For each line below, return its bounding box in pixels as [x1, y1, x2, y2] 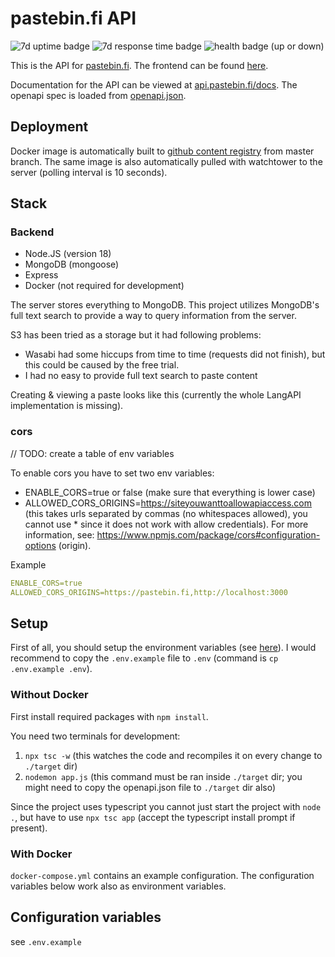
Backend [10, 225, 55, 239]
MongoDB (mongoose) [24, 258, 120, 271]
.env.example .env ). [10, 663, 93, 675]
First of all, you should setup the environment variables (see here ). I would [10, 642, 317, 654]
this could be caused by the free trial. [24, 359, 180, 371]
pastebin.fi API [10, 7, 137, 30]
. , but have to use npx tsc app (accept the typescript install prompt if [10, 811, 296, 823]
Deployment [10, 118, 89, 136]
